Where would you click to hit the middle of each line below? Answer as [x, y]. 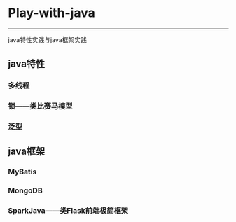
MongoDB [25, 190]
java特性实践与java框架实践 [47, 39]
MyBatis [22, 172]
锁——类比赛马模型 [40, 106]
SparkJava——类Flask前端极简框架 [68, 211]
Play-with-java [51, 13]
